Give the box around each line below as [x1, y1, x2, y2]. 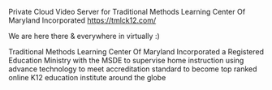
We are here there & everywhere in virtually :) [8, 32, 160, 41]
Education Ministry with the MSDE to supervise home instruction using [8, 56, 244, 65]
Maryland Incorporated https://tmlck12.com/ [8, 15, 157, 25]
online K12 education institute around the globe [8, 73, 166, 82]
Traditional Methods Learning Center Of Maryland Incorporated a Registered [8, 47, 265, 56]
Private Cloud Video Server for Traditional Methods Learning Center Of [8, 7, 246, 16]
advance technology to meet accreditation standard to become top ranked [8, 64, 257, 74]
